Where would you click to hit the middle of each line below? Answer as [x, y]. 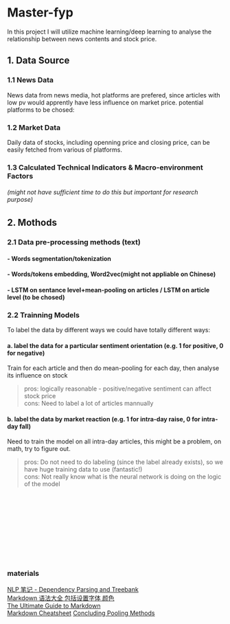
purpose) [20, 200]
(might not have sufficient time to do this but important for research [103, 192]
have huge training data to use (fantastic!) [83, 470]
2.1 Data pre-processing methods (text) [74, 242]
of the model [42, 484]
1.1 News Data [30, 80]
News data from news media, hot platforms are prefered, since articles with [114, 95]
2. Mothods [32, 223]
